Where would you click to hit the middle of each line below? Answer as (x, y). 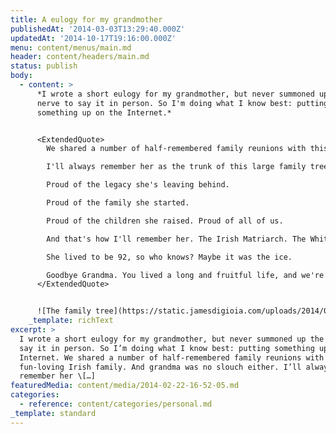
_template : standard (53, 413)
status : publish (44, 66)
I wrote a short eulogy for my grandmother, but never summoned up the (172, 339)
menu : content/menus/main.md (71, 47)
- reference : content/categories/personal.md (116, 404)
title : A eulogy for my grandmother (86, 19)
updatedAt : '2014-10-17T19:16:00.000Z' (93, 38)
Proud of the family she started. (118, 203)
